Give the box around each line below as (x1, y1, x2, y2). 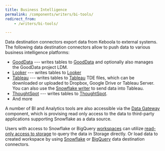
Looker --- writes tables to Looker (12, 70, 81, 76)
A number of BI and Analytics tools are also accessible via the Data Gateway (5, 105, 160, 111)
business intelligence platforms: (5, 50, 70, 55)
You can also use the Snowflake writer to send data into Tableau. (12, 85, 144, 92)
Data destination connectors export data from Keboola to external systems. (5, 39, 158, 45)
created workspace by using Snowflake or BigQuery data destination (5, 136, 145, 142)
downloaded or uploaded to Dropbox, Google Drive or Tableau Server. (12, 80, 155, 86)
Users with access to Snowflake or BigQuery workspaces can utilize (5, 126, 144, 132)
